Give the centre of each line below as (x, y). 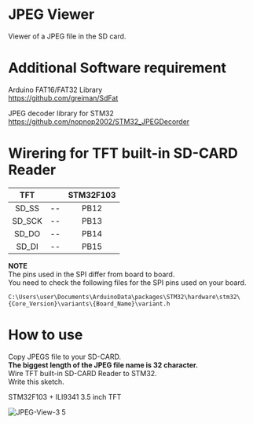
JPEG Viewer (51, 15)
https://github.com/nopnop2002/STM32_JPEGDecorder (99, 121)
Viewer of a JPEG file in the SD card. (67, 36)
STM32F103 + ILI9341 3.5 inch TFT (65, 397)
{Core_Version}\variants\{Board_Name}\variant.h (89, 304)
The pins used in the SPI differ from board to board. (92, 274)
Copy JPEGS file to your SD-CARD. (65, 356)
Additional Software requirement (117, 68)
